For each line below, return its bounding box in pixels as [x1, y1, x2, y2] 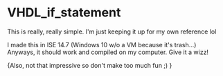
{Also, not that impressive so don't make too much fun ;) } [7, 61, 172, 69]
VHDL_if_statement [7, 5, 121, 21]
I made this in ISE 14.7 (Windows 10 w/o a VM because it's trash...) [7, 40, 197, 49]
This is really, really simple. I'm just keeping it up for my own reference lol [7, 27, 217, 36]
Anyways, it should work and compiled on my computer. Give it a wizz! [7, 48, 209, 56]
